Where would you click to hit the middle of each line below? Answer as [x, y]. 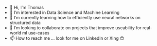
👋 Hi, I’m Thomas [27, 7]
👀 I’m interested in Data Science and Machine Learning [65, 12]
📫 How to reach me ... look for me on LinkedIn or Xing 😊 [67, 38]
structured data [25, 23]
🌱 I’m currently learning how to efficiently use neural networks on [75, 17]
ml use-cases [36, 33]
